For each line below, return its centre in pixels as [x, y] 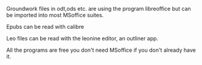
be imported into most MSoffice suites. [55, 15]
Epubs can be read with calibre [45, 27]
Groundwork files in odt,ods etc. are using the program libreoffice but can [99, 9]
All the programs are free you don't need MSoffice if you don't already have [101, 50]
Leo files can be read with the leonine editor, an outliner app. [82, 38]
